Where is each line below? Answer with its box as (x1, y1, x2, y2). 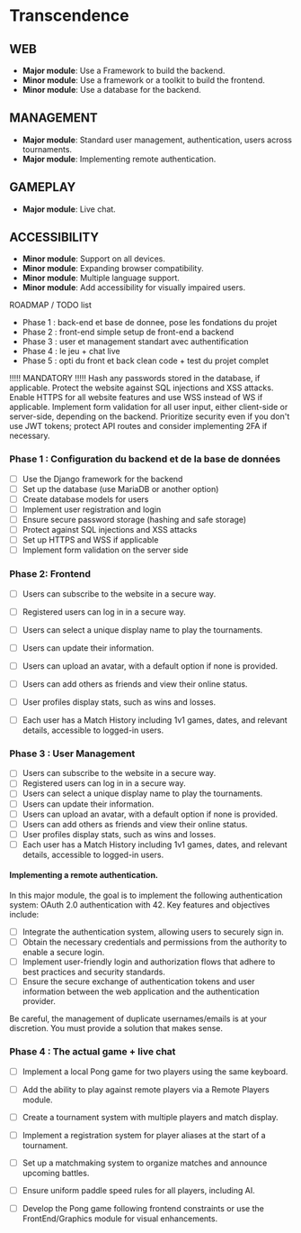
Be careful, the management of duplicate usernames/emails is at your (9, 1013, 268, 1024)
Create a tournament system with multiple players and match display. (22, 1111, 279, 1122)
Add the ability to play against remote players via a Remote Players (22, 1083, 270, 1095)
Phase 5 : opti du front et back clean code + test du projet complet (22, 355, 270, 366)
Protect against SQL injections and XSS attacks (22, 525, 198, 535)
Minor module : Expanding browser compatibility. (22, 263, 204, 274)
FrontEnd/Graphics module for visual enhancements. (22, 1213, 218, 1224)
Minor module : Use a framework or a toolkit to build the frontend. (22, 75, 265, 86)
